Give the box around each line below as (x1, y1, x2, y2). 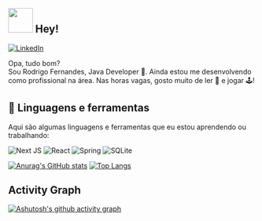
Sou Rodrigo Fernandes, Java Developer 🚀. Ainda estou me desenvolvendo (8, 67, 252, 76)
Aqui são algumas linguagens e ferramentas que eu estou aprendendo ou (8, 122, 246, 132)
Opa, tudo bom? (8, 58, 61, 67)
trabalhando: (8, 130, 50, 139)
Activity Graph (8, 183, 81, 197)
